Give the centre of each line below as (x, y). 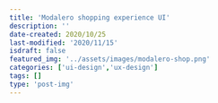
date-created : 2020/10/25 (57, 34)
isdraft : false (38, 51)
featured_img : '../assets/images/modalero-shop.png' (110, 59)
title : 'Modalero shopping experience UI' (90, 17)
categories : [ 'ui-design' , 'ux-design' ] (84, 68)
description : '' (39, 26)
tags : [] (26, 76)
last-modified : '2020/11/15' (64, 43)
